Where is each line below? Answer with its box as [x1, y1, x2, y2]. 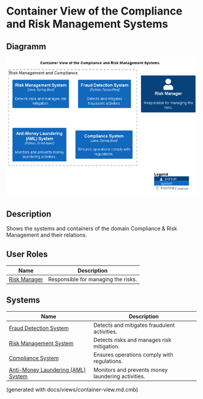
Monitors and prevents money [93, 366, 168, 374]
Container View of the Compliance [6, 4, 183, 18]
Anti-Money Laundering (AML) [8, 366, 86, 374]
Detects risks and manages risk [93, 337, 172, 344]
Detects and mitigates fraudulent [93, 321, 175, 329]
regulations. [93, 358, 123, 365]
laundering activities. [93, 372, 146, 380]
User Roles [6, 249, 48, 259]
